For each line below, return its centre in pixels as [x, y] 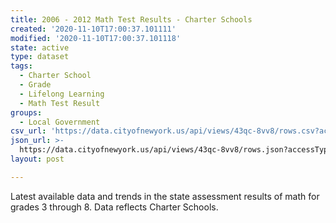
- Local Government [60, 122]
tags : [21, 66]
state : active [40, 47]
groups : [26, 112]
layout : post [37, 159]
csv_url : [28, 131]
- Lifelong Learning [62, 94]
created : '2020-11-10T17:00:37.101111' [93, 29]
